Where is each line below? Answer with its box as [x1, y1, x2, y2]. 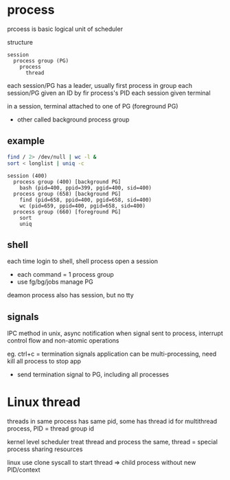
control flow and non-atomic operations [7, 336, 119, 345]
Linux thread [7, 394, 81, 410]
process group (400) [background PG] [13, 178, 122, 185]
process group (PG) [13, 57, 69, 64]
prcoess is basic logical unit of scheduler [7, 25, 124, 33]
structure [7, 38, 33, 46]
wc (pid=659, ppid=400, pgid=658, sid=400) [19, 202, 146, 209]
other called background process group [16, 115, 130, 124]
